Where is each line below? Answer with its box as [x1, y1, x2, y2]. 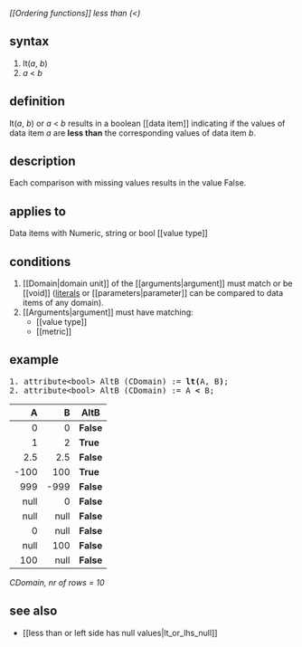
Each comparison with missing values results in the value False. [9, 177, 247, 188]
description [9, 154, 76, 169]
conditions [9, 253, 71, 270]
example [9, 352, 60, 367]
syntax [9, 33, 50, 49]
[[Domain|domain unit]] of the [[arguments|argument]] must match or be [22, 278, 293, 289]
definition [9, 94, 66, 109]
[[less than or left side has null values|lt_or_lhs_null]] [22, 627, 218, 638]
